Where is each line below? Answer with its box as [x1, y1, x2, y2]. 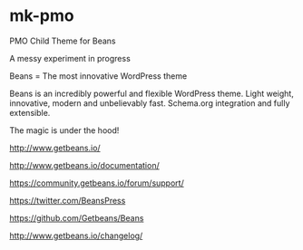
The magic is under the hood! [9, 124, 120, 136]
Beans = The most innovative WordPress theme [9, 70, 188, 82]
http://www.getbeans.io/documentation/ [9, 159, 161, 170]
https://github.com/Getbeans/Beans [9, 212, 144, 223]
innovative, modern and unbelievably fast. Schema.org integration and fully [9, 97, 290, 109]
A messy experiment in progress [9, 53, 132, 63]
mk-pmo [9, 5, 74, 26]
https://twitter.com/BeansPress [9, 195, 126, 206]
